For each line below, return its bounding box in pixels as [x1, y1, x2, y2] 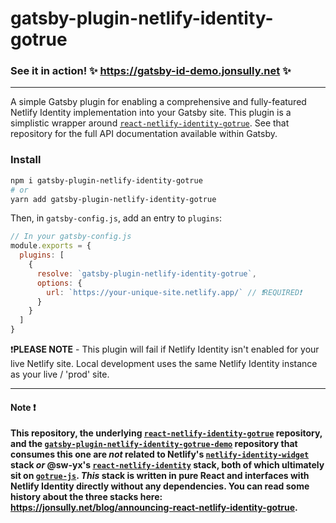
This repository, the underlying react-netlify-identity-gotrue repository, [10, 427, 323, 439]
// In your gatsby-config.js [10, 232, 132, 242]
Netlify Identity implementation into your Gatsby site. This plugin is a [10, 107, 292, 119]
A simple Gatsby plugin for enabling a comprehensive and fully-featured [10, 96, 307, 108]
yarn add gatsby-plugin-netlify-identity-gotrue [10, 194, 217, 204]
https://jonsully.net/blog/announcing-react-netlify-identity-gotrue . [10, 502, 298, 514]
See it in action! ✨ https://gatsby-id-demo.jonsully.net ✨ [10, 64, 292, 78]
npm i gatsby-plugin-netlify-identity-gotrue [10, 175, 203, 186]
